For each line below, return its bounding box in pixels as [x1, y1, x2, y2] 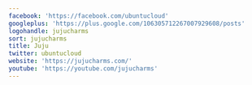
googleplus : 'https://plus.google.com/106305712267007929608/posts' [8, 19, 245, 28]
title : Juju [8, 42, 49, 50]
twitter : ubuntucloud [8, 49, 82, 57]
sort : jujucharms [8, 34, 67, 43]
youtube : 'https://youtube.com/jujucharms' [8, 65, 159, 73]
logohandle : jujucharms [8, 27, 89, 35]
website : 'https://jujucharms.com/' [8, 57, 133, 66]
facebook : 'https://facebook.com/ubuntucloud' [8, 11, 169, 20]
